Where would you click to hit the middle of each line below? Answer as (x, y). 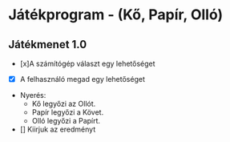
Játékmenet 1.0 (48, 45)
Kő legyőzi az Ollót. (64, 104)
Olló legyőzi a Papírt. (66, 121)
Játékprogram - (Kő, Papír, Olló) (115, 15)
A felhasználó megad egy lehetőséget (83, 79)
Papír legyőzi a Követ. (68, 112)
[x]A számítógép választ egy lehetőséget (87, 63)
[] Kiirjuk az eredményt (58, 129)
